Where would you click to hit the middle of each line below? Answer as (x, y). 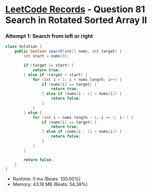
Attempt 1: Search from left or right (49, 36)
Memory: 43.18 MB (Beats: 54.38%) (50, 184)
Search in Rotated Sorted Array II (76, 20)
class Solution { (24, 47)
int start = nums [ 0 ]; (47, 56)
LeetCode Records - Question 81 (75, 9)
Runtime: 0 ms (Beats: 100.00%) (46, 179)
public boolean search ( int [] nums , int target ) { (68, 51)
